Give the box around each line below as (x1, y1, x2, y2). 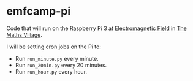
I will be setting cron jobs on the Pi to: (6, 43, 101, 50)
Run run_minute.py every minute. (15, 55, 99, 62)
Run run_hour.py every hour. (15, 67, 88, 75)
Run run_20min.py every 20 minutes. (15, 61, 107, 69)
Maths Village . (6, 31, 43, 38)
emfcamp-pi (6, 4, 71, 18)
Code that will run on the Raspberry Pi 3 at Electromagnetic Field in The (6, 25, 187, 32)
